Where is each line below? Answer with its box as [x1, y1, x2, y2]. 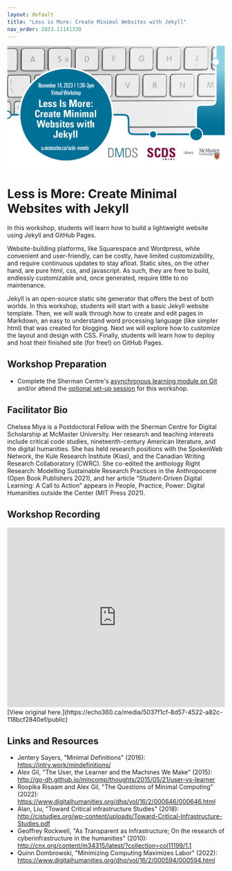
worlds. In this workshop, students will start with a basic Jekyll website [7, 302, 209, 310]
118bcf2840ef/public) [7, 715, 68, 723]
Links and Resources [7, 735, 99, 747]
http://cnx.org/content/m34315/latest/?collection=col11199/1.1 [17, 841, 192, 850]
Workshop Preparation [7, 358, 107, 370]
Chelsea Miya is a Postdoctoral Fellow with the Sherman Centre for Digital [7, 422, 217, 431]
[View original [7, 708, 47, 716]
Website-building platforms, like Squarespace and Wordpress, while [7, 245, 200, 253]
